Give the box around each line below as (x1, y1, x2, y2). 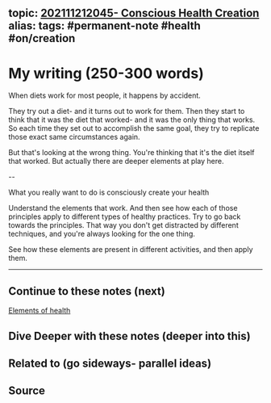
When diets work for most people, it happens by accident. (8, 90, 202, 100)
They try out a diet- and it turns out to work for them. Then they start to (8, 107, 245, 116)
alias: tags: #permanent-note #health (8, 19, 202, 33)
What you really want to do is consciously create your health (8, 187, 210, 197)
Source (8, 384, 46, 398)
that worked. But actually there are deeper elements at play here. (8, 157, 224, 166)
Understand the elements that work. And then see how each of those (8, 204, 238, 213)
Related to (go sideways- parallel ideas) (8, 356, 212, 370)
